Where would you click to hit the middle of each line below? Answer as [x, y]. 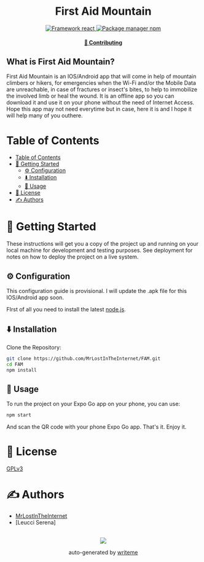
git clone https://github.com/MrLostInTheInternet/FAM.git [84, 358]
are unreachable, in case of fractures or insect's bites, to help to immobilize [102, 90]
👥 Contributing [103, 42]
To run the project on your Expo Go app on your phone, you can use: [93, 404]
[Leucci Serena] [36, 523]
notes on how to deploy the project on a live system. [73, 257]
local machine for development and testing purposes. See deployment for [100, 251]
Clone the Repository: [34, 347]
